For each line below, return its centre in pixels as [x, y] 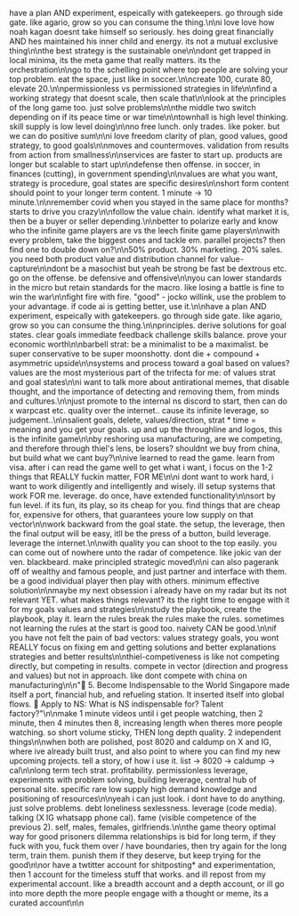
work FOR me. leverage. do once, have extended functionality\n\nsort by [142, 495]
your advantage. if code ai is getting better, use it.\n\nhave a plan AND [138, 306]
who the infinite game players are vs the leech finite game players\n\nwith [145, 230]
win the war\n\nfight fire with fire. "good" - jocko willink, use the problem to [148, 297]
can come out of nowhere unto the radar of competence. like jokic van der [145, 552]
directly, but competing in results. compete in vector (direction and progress [149, 666]
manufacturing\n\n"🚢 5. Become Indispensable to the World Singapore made [149, 685]
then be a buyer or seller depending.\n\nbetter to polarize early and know [144, 221]
